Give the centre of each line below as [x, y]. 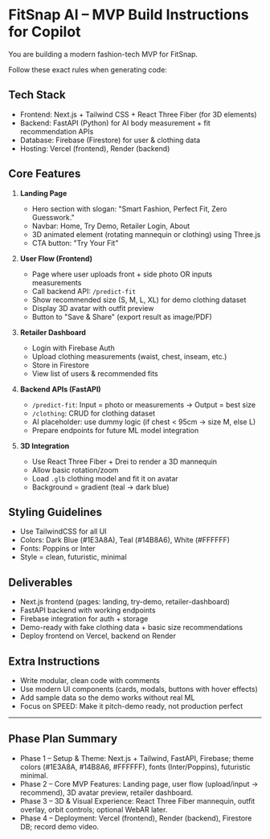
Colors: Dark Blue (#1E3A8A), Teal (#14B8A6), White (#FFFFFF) [125, 540]
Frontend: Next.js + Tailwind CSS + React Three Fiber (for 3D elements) [138, 114]
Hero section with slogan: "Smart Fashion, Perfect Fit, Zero [129, 209]
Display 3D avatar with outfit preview [93, 308]
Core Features [45, 174]
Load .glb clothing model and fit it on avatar [105, 478]
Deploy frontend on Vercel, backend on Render [98, 636]
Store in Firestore [61, 365]
